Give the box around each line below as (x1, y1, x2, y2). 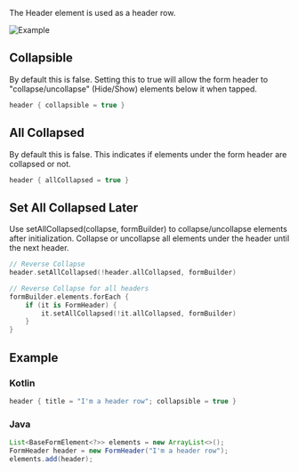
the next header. (9, 243, 69, 253)
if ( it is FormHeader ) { (25, 300, 117, 309)
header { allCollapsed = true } (9, 175, 129, 185)
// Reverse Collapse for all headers (9, 284, 149, 292)
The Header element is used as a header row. (9, 8, 176, 18)
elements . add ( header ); (9, 454, 93, 463)
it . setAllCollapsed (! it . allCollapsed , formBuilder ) (41, 308, 238, 318)
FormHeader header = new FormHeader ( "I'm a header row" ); (9, 446, 229, 455)
